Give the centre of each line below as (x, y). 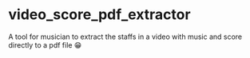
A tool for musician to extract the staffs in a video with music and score (125, 37)
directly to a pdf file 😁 (45, 44)
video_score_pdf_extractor (99, 15)
